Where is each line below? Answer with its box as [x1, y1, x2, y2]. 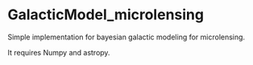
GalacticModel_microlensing [7, 6, 205, 24]
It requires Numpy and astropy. [7, 47, 110, 57]
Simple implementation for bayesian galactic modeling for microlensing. [7, 32, 246, 42]
